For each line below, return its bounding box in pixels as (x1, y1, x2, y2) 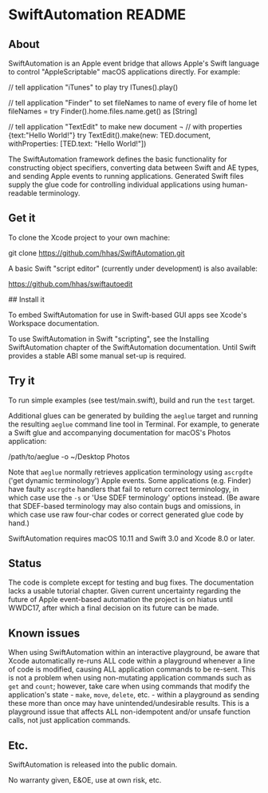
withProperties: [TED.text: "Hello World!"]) (8, 139, 147, 149)
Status (8, 557, 42, 570)
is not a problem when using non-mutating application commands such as (8, 673, 252, 683)
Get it (8, 212, 36, 225)
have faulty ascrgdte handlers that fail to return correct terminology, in (8, 484, 239, 494)
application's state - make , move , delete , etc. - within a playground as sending (8, 690, 260, 700)
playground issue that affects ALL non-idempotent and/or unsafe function (8, 707, 251, 716)
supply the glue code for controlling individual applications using (8, 180, 221, 189)
